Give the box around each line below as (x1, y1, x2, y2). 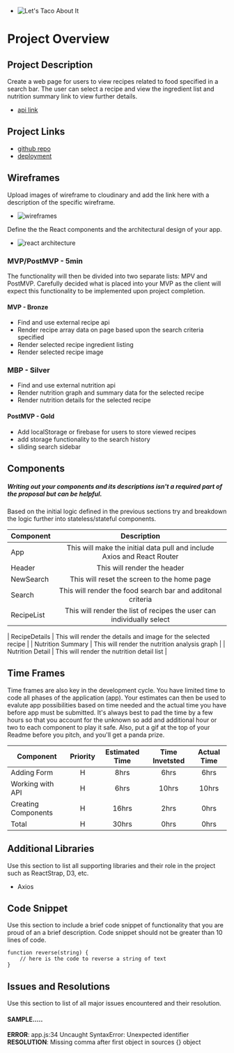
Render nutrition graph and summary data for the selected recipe (17, 388, 204, 397)
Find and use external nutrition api (17, 381, 116, 390)
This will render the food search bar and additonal (58, 585, 222, 595)
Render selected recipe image (17, 348, 104, 356)
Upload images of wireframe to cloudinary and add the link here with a (7, 191, 210, 199)
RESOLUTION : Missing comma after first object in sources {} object (7, 1038, 201, 1047)
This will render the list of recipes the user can (65, 605, 217, 615)
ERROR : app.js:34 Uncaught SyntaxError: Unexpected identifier (7, 1031, 189, 1039)
